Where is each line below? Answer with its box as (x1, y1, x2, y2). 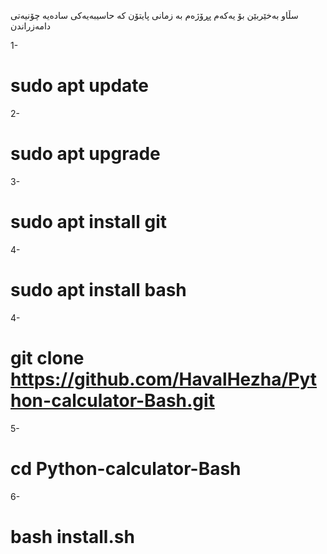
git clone (10, 346, 85, 369)
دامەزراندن (10, 20, 52, 32)
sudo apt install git (10, 211, 168, 234)
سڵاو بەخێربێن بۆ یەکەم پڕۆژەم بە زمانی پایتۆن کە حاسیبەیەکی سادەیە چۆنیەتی (10, 10, 299, 21)
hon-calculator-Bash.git (10, 389, 215, 412)
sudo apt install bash (10, 279, 187, 301)
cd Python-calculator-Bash (10, 457, 242, 480)
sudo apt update (10, 75, 150, 97)
